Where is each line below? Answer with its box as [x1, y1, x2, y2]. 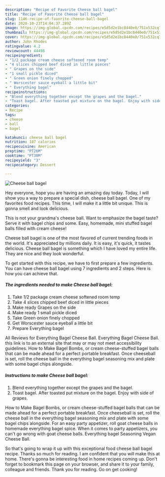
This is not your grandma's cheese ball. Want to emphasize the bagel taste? [5, 215, 159, 221]
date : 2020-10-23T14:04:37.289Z [5, 21, 71, 26]
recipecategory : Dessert [5, 162, 56, 167]
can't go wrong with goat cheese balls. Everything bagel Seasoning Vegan [5, 431, 156, 437]
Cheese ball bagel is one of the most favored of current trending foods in [5, 235, 153, 241]
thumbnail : [5, 30, 27, 35]
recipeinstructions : [5, 89, 48, 94]
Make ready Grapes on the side [12, 304, 76, 310]
